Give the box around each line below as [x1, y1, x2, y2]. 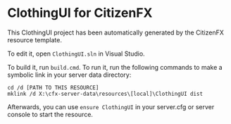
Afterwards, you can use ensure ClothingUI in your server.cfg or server [7, 102, 215, 111]
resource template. [7, 35, 62, 44]
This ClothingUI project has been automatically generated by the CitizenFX [7, 28, 224, 37]
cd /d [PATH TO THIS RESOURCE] [7, 84, 99, 91]
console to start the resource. [7, 110, 94, 118]
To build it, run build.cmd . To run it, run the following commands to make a [7, 63, 223, 71]
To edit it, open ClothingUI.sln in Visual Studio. [7, 49, 146, 58]
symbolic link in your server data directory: [7, 70, 132, 79]
